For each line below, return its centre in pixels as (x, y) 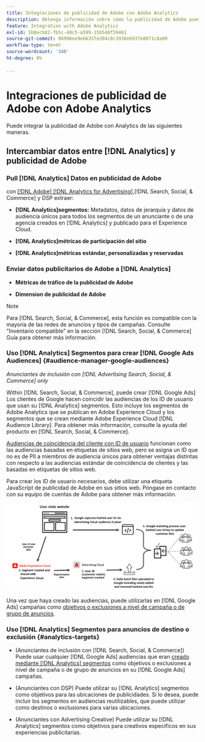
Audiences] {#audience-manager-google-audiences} (88, 361)
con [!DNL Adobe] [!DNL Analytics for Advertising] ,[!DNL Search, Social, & (100, 191)
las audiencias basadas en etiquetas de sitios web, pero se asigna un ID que (102, 450)
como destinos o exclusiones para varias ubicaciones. (83, 707)
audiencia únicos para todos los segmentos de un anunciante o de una (104, 217)
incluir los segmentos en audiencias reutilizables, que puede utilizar (100, 701)
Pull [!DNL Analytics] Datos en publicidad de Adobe (84, 178)
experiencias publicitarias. (48, 732)
